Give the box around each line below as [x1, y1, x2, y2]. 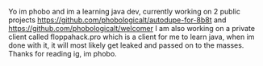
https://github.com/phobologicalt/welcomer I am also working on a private [8, 24, 256, 33]
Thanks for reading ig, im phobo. [8, 49, 117, 58]
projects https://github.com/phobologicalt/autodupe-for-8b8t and [8, 15, 227, 25]
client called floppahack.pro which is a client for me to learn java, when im [8, 32, 255, 41]
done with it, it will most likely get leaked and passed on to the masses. [8, 41, 244, 50]
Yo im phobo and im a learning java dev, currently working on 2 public [8, 7, 240, 16]
